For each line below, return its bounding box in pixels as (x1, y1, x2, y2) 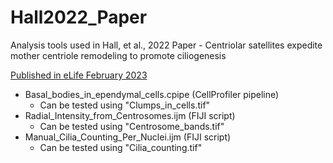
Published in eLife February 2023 (10, 69, 148, 81)
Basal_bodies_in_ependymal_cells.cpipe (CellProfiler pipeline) (24, 88, 280, 100)
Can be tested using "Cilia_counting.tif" (39, 141, 203, 153)
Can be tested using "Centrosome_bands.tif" (39, 120, 225, 132)
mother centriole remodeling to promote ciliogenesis (10, 49, 227, 61)
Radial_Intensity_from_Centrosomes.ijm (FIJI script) (24, 109, 236, 121)
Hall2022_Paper (10, 6, 148, 29)
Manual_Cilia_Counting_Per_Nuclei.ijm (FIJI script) (24, 131, 232, 143)
